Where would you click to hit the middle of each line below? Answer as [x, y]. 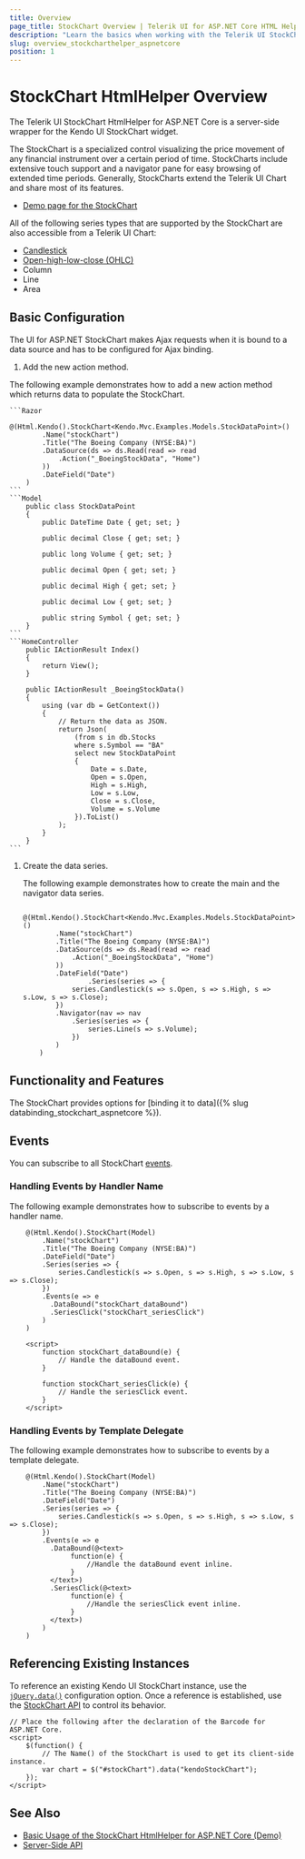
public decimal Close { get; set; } [111, 538]
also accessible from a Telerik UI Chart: [83, 233]
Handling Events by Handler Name [87, 1187]
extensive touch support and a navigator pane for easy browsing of [135, 168]
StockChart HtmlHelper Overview [138, 97]
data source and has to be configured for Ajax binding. [112, 349]
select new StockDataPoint [125, 753]
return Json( [82, 729]
